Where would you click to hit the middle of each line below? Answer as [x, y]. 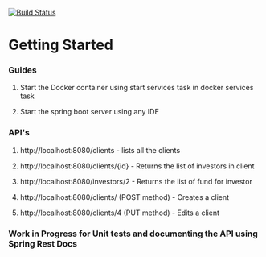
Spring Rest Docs [43, 243]
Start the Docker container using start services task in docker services [137, 88]
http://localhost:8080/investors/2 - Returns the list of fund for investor [136, 181]
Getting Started [61, 45]
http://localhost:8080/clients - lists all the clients [100, 150]
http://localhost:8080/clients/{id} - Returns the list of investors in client [137, 166]
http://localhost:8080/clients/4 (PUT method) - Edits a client [119, 213]
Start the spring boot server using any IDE [89, 112]
